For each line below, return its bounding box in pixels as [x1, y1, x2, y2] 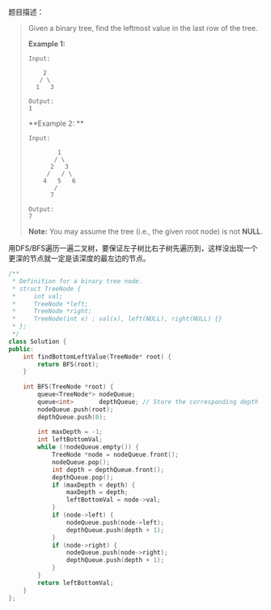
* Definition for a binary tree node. [11, 277, 143, 286]
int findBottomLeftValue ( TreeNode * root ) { [23, 352, 172, 361]
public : [8, 345, 35, 353]
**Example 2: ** [28, 118, 84, 128]
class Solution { [8, 337, 67, 346]
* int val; [11, 292, 63, 300]
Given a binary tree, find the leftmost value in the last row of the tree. [28, 24, 258, 32]
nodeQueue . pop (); [51, 457, 111, 466]
